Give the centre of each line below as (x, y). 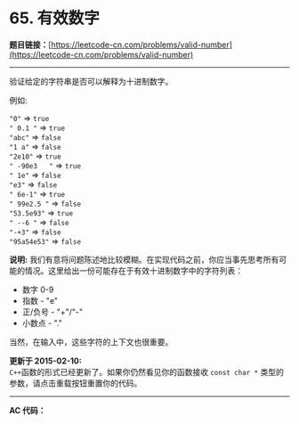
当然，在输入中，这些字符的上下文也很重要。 (91, 342)
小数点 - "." (42, 322)
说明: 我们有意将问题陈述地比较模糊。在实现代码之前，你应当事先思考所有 (144, 259)
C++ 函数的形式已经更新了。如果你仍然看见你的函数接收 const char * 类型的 (147, 371)
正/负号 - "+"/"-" (52, 312)
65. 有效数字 (55, 18)
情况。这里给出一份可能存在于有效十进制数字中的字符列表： (133, 270)
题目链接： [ (30, 45)
